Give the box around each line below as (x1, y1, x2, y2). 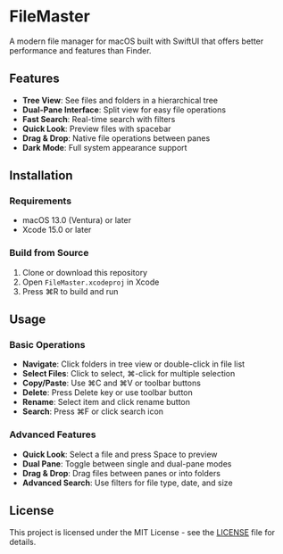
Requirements (9, 194, 72, 207)
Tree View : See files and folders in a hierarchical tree (21, 95, 219, 105)
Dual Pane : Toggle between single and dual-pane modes (21, 458, 232, 469)
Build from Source (9, 247, 89, 260)
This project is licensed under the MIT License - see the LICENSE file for (9, 526, 275, 537)
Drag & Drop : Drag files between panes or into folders (21, 467, 221, 478)
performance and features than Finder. (9, 45, 152, 55)
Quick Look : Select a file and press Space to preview (21, 449, 218, 459)
